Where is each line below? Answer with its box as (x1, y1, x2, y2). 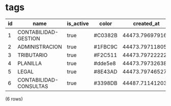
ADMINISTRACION (17, 43, 62, 50)
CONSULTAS (17, 83, 48, 90)
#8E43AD (94, 68, 118, 75)
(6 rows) (5, 96, 23, 102)
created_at (133, 20, 160, 27)
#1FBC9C (94, 43, 118, 50)
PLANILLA (17, 60, 42, 67)
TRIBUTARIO (17, 51, 48, 59)
